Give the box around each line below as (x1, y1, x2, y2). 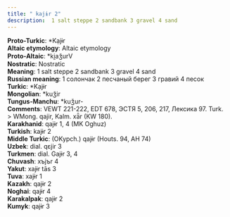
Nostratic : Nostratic (7, 59, 65, 68)
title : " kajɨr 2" (7, 10, 61, 18)
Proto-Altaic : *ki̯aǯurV (7, 51, 73, 60)
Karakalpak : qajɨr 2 (7, 194, 63, 203)
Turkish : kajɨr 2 (7, 127, 51, 135)
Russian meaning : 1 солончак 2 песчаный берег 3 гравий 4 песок (7, 75, 205, 83)
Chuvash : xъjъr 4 (7, 156, 59, 166)
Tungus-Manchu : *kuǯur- (7, 97, 84, 106)
